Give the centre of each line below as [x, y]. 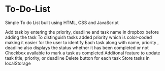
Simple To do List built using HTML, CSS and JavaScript [62, 23]
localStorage [18, 63]
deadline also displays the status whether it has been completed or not [77, 47]
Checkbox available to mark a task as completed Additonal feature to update [83, 53]
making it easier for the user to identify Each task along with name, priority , [82, 42]
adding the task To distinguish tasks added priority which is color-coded [79, 37]
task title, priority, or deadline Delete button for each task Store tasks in [77, 58]
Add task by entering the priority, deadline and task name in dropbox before [82, 32]
